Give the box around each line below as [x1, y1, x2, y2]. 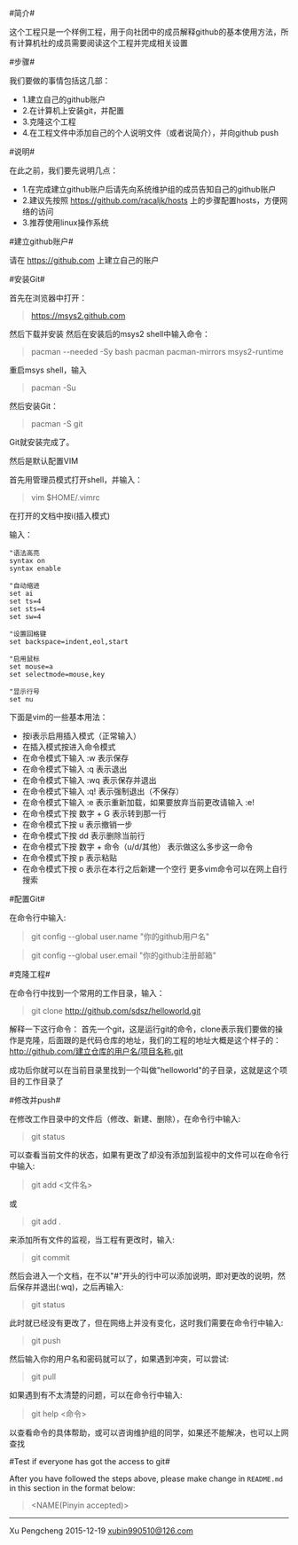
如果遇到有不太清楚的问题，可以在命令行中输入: [9, 1390, 184, 1400]
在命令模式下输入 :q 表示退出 [21, 764, 128, 774]
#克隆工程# [9, 969, 51, 979]
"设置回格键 [9, 630, 47, 639]
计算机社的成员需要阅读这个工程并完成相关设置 [16, 38, 188, 48]
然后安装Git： [9, 401, 59, 411]
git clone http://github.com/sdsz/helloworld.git [30, 1006, 201, 1016]
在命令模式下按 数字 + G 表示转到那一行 [21, 808, 167, 819]
